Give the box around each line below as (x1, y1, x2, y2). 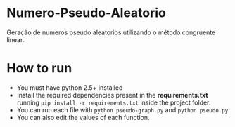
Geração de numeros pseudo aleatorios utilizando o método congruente (6, 28, 216, 36)
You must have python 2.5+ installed (16, 83, 123, 92)
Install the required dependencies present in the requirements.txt (16, 91, 208, 99)
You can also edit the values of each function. (16, 113, 150, 121)
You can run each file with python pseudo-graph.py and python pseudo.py (16, 105, 229, 114)
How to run (6, 60, 72, 76)
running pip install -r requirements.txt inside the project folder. (16, 98, 211, 107)
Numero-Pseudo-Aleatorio (6, 5, 167, 21)
